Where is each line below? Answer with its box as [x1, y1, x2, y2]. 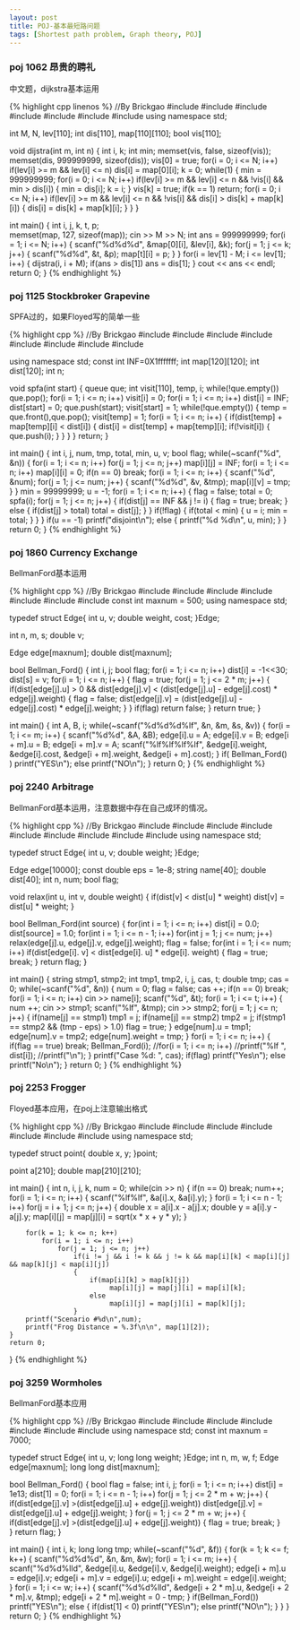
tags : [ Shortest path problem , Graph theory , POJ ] [9, 30, 202, 39]
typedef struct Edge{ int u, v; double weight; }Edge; [9, 847, 200, 858]
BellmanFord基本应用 [9, 1398, 88, 1409]
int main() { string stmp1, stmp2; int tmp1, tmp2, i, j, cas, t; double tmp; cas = [9, 973, 290, 984]
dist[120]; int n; [9, 365, 65, 376]
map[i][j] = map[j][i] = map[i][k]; [108, 1283, 246, 1292]
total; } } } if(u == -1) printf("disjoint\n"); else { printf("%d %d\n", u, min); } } [9, 514, 287, 525]
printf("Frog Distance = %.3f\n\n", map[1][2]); [25, 1323, 210, 1332]
